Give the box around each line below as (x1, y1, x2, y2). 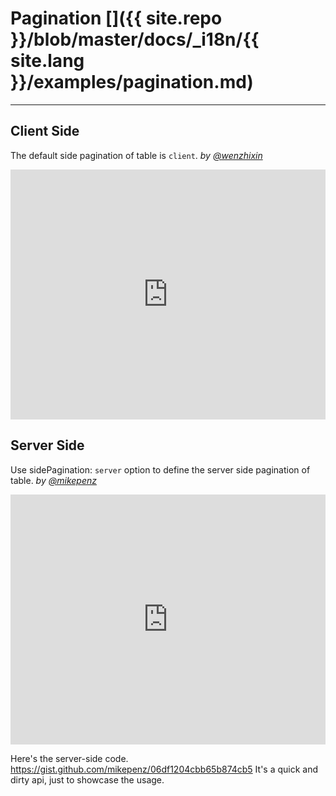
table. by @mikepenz (10, 474, 97, 486)
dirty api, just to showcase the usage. (10, 773, 165, 786)
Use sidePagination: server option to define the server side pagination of (10, 463, 311, 476)
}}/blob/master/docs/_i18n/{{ (10, 28, 260, 51)
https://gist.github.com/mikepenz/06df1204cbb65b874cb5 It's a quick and (10, 763, 319, 775)
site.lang (10, 50, 85, 72)
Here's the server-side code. (10, 752, 129, 764)
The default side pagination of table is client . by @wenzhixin (10, 149, 263, 161)
